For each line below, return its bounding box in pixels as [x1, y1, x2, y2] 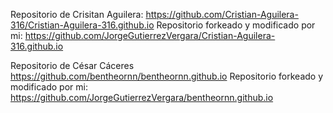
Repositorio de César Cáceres [10, 60, 135, 71]
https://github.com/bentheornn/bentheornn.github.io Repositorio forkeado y [10, 70, 324, 82]
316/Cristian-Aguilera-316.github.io [10, 19, 155, 31]
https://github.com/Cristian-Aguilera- [145, 9, 299, 20]
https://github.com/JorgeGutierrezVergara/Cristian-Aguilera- [24, 30, 276, 41]
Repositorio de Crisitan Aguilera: [10, 9, 144, 20]
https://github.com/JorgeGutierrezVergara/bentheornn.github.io [10, 92, 274, 103]
